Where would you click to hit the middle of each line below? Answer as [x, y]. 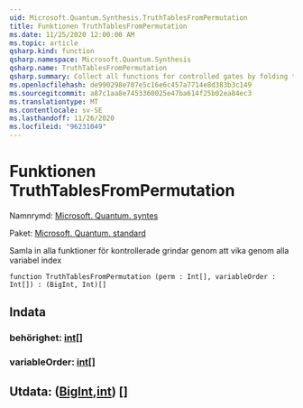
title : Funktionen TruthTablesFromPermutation [98, 26]
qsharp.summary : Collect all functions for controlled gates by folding [149, 77]
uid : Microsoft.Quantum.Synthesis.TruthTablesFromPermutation [129, 18]
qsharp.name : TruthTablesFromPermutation [88, 69]
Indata [28, 312]
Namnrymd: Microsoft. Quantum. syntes [84, 215]
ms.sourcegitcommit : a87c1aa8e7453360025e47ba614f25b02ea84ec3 [131, 93]
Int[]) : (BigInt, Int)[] [58, 284]
